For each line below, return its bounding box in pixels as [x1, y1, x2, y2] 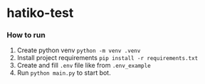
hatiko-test [6, 5, 74, 21]
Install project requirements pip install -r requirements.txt [16, 54, 199, 62]
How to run [6, 30, 46, 40]
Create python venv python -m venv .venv [16, 46, 141, 54]
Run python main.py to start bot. [16, 68, 111, 77]
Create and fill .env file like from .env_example [16, 61, 151, 70]
